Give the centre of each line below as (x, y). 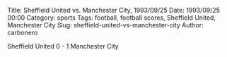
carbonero (23, 32)
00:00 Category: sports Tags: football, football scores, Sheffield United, (111, 18)
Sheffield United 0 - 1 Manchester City (63, 46)
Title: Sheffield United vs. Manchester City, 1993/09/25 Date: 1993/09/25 (114, 10)
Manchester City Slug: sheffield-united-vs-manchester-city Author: (105, 25)
